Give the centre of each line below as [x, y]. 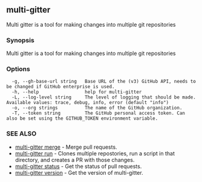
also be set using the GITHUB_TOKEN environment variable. [82, 119]
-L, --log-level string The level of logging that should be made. [104, 97]
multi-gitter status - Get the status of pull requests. [78, 166]
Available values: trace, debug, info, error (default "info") [88, 103]
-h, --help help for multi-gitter [77, 92]
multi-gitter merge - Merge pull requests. [66, 147]
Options [18, 69]
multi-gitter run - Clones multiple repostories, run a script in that [95, 153]
